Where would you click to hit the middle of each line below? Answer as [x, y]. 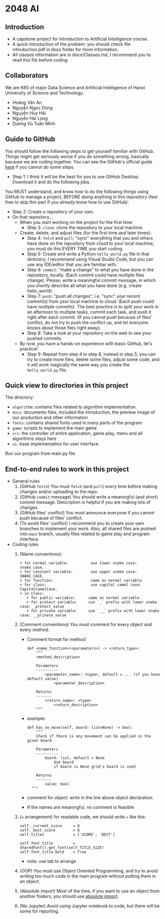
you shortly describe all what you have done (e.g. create [84, 285]
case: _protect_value [42, 607]
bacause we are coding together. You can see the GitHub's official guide [79, 161]
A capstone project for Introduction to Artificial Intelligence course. [80, 39]
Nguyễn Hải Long [30, 118]
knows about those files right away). [64, 328]
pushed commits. [45, 338]
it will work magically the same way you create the [78, 364]
